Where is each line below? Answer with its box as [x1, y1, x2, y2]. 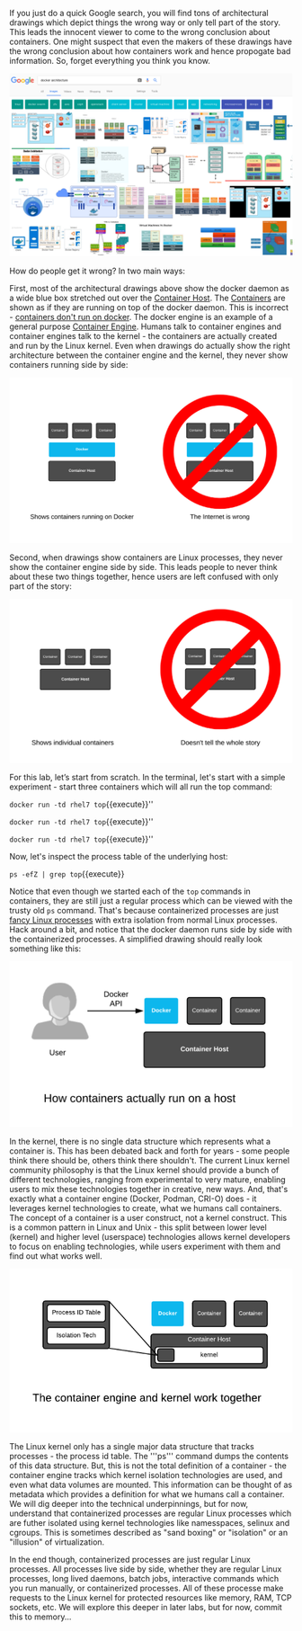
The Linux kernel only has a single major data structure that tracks [9, 1440, 254, 1451]
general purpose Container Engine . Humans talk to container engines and [9, 321, 281, 332]
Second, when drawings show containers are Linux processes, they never [9, 552, 283, 563]
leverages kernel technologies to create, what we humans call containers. [9, 1202, 282, 1213]
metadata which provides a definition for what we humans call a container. [9, 1488, 285, 1500]
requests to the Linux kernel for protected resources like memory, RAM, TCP [9, 1591, 292, 1603]
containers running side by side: [9, 359, 129, 370]
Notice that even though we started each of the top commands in [9, 886, 252, 896]
